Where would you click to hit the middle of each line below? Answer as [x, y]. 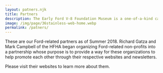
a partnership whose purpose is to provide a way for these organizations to [80, 52]
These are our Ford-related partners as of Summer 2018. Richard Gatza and [81, 41]
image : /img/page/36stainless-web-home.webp [51, 23]
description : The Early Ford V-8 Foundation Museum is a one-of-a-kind [79, 18]
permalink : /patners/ [27, 28]
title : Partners [21, 14]
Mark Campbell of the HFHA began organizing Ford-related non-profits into [80, 47]
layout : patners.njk [26, 9]
